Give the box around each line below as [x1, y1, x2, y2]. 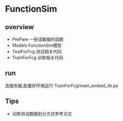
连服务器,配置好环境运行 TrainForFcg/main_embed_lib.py [5, 82, 119, 88]
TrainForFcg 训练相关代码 [12, 55, 63, 60]
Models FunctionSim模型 [12, 42, 62, 48]
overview [5, 23, 34, 31]
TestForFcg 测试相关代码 [12, 49, 62, 54]
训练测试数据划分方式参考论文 [12, 111, 72, 117]
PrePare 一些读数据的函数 [12, 37, 64, 42]
